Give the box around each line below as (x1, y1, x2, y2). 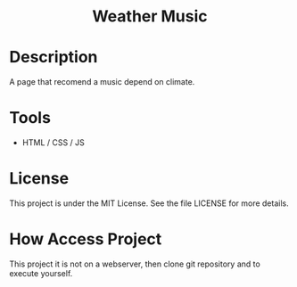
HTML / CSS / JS (21, 137, 85, 148)
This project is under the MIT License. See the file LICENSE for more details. (9, 198, 289, 209)
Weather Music (92, 6, 208, 27)
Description (9, 47, 98, 68)
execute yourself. (9, 267, 73, 278)
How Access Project (9, 229, 162, 250)
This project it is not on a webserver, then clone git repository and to (9, 258, 260, 269)
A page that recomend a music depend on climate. (9, 77, 195, 87)
